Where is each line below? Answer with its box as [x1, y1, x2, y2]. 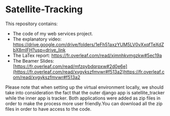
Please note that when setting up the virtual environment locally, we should [5, 84, 164, 90]
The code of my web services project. [12, 30, 93, 36]
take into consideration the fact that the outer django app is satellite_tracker [5, 89, 165, 95]
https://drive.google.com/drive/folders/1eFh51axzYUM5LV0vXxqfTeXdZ [12, 41, 164, 47]
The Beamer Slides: [12, 57, 55, 64]
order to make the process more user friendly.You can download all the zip [5, 100, 163, 106]
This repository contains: [5, 21, 58, 27]
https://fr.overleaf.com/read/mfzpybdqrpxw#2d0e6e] [14, 63, 128, 69]
